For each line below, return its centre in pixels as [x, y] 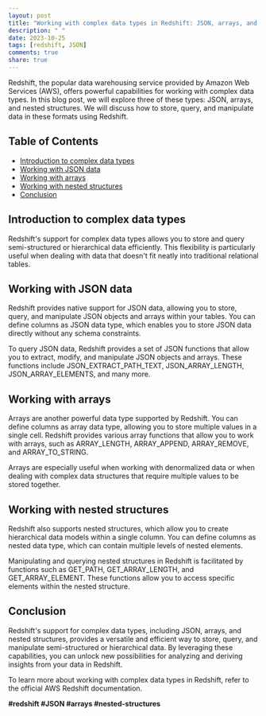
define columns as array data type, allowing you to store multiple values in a [133, 427]
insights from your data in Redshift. [66, 664]
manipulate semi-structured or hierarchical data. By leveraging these [121, 647]
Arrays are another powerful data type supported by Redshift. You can [123, 418]
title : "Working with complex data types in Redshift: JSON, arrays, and [133, 23]
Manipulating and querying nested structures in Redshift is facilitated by [126, 561]
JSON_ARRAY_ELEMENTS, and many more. [79, 374]
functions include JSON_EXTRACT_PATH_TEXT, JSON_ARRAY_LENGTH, [126, 366]
